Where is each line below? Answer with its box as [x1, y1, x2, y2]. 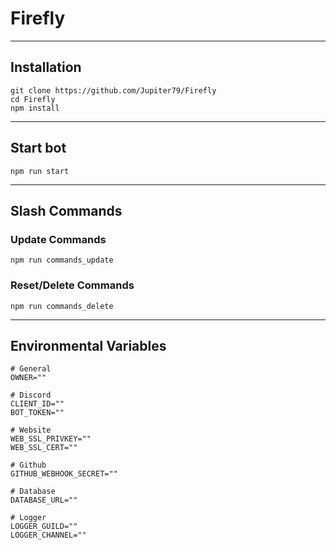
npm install [10, 103, 60, 113]
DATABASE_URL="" [10, 495, 78, 506]
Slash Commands [10, 202, 123, 219]
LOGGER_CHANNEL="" [10, 530, 87, 541]
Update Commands [10, 232, 107, 246]
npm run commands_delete [10, 301, 114, 311]
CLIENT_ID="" [10, 399, 65, 409]
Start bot [10, 140, 67, 157]
